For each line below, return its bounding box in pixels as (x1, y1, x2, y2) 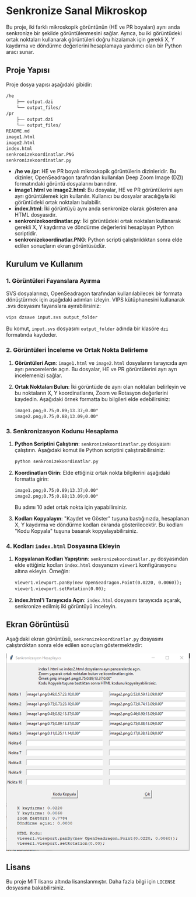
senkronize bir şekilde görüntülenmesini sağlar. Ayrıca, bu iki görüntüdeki (6, 29, 182, 36)
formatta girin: (14, 475, 49, 482)
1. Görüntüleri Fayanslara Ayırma (6, 277, 101, 285)
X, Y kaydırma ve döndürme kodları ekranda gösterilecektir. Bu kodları (14, 521, 183, 528)
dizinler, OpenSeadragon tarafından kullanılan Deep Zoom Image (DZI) (14, 174, 184, 181)
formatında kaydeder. (6, 331, 58, 338)
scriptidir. (14, 230, 37, 237)
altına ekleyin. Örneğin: (14, 568, 70, 575)
